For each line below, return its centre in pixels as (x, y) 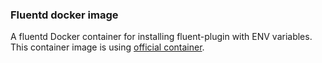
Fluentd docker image (64, 15)
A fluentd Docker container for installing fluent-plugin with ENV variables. (161, 37)
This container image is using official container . (107, 47)
